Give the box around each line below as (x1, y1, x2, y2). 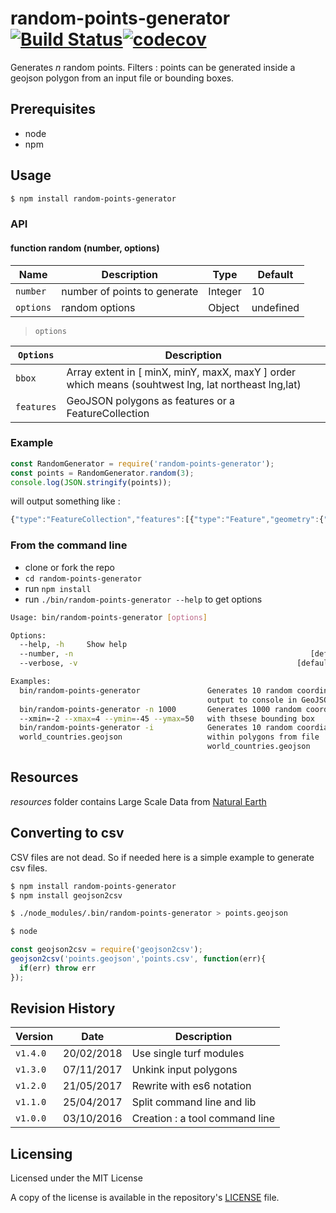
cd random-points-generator (24, 573, 142, 584)
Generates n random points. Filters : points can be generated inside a (10, 61, 296, 73)
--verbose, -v (19, 658, 78, 669)
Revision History (10, 1000, 116, 1017)
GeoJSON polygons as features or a (66, 393, 236, 407)
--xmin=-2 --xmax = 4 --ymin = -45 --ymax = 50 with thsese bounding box (19, 713, 315, 724)
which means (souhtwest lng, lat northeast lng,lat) (66, 377, 302, 391)
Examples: (10, 677, 52, 687)
